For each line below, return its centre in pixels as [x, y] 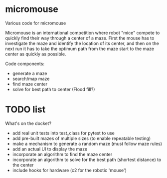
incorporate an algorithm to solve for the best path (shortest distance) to [87, 159]
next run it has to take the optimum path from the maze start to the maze [80, 48]
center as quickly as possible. [36, 54]
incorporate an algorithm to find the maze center [62, 154]
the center [23, 165]
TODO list [25, 110]
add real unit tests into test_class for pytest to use [63, 133]
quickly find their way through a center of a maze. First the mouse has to [80, 38]
